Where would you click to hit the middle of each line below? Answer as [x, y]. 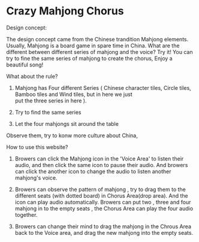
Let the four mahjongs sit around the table [67, 123]
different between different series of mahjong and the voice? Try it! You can [99, 52]
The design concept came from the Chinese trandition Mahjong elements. [97, 39]
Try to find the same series [48, 112]
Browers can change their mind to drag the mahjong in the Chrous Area [103, 226]
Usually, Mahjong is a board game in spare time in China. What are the [93, 46]
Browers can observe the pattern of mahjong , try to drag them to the [100, 189]
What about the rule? [32, 76]
